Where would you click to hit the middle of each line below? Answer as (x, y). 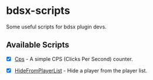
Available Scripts (38, 45)
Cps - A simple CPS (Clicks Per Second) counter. (74, 59)
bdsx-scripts (38, 11)
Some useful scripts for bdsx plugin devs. (56, 27)
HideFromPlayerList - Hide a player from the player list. (81, 70)
